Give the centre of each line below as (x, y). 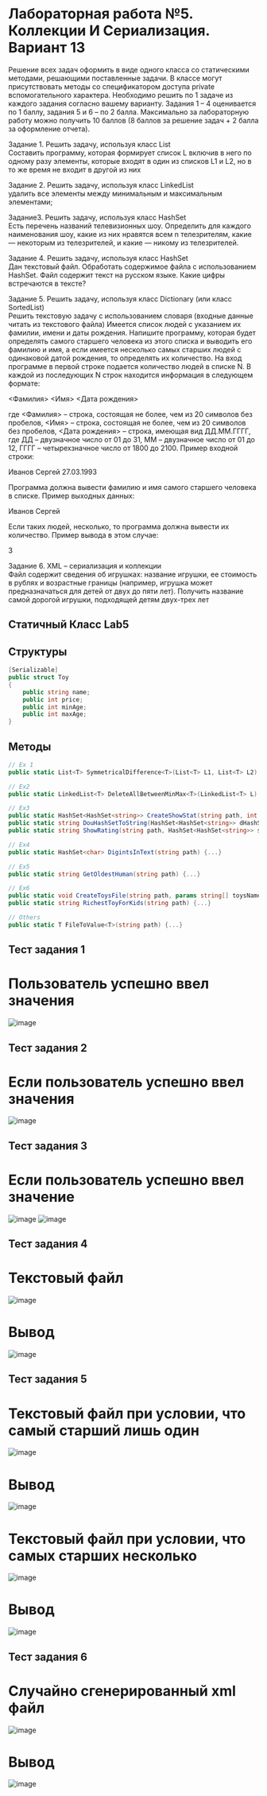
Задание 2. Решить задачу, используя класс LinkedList (101, 185)
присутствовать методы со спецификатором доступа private (112, 86)
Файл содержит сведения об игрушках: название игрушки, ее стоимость (133, 574)
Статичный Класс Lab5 (69, 625)
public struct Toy (39, 678)
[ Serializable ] (33, 670)
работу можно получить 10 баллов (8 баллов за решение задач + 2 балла (133, 120)
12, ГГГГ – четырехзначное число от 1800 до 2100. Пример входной (123, 448)
